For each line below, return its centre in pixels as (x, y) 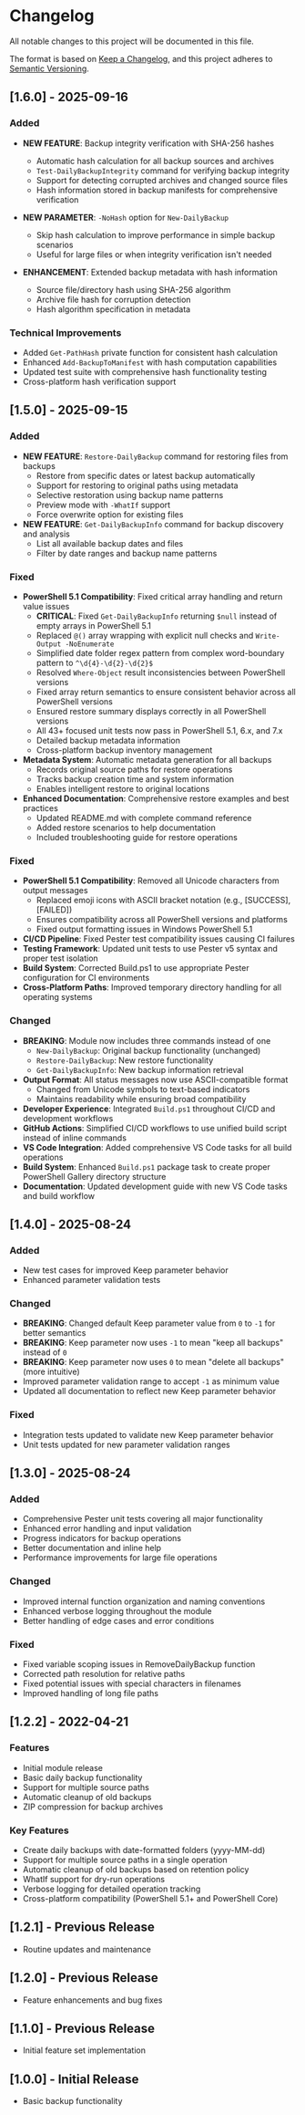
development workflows (68, 1118)
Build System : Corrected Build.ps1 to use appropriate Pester (136, 968)
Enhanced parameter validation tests (91, 1280)
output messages (55, 891)
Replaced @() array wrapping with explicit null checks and (145, 635)
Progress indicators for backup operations (102, 1538)
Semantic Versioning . (49, 68)
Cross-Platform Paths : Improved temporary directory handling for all (152, 987)
